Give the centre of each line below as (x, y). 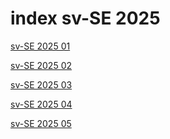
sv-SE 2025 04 (41, 104)
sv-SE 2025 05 (41, 123)
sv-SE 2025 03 (41, 84)
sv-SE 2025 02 (41, 65)
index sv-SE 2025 (85, 18)
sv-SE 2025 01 (40, 46)
